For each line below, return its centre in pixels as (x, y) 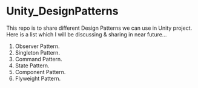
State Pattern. (32, 66)
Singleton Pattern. (38, 52)
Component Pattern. (40, 72)
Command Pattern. (38, 59)
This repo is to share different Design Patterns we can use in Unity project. (99, 28)
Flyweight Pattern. (38, 78)
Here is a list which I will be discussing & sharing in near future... (87, 34)
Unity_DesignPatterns (62, 11)
